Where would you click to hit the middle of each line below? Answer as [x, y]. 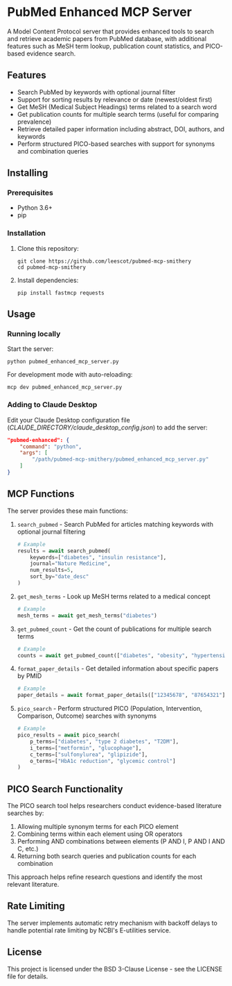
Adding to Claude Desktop [52, 405]
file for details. [28, 976]
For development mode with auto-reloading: [70, 375]
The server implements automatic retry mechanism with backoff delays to [113, 923]
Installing [28, 173]
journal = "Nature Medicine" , [70, 564]
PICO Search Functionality [65, 789]
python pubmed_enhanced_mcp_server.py [63, 362]
